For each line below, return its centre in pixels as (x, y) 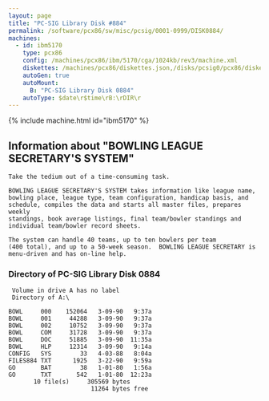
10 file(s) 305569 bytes (82, 382)
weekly (19, 212)
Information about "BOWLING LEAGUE (106, 146)
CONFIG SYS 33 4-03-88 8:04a (80, 354)
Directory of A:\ (40, 298)
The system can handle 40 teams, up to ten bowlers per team (112, 240)
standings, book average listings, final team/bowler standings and (125, 219)
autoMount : (41, 83)
